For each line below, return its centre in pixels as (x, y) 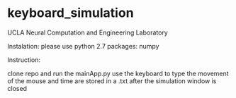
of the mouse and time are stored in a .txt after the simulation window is (112, 81)
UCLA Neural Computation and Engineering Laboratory (88, 32)
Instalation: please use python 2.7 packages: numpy (83, 46)
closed (17, 88)
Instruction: (24, 60)
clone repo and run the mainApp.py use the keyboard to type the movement (118, 73)
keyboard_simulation (71, 13)
